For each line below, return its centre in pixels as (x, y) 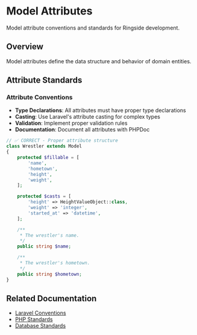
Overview (25, 47)
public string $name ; (44, 246)
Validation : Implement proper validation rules (71, 123)
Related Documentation (52, 299)
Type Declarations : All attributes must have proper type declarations (101, 110)
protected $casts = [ (44, 196)
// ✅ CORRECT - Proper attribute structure (62, 141)
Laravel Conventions (40, 313)
